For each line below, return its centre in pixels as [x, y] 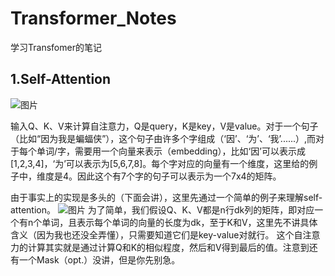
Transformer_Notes [93, 18]
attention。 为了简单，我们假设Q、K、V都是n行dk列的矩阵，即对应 [162, 209]
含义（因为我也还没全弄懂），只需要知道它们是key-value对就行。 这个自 [156, 234]
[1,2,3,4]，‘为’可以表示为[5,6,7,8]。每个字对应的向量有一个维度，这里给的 [160, 163]
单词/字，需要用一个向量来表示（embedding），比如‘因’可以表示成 [171, 151]
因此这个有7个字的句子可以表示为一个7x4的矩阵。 [179, 176]
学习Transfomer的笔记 [56, 47]
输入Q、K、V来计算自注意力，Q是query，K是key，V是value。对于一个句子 [164, 126]
